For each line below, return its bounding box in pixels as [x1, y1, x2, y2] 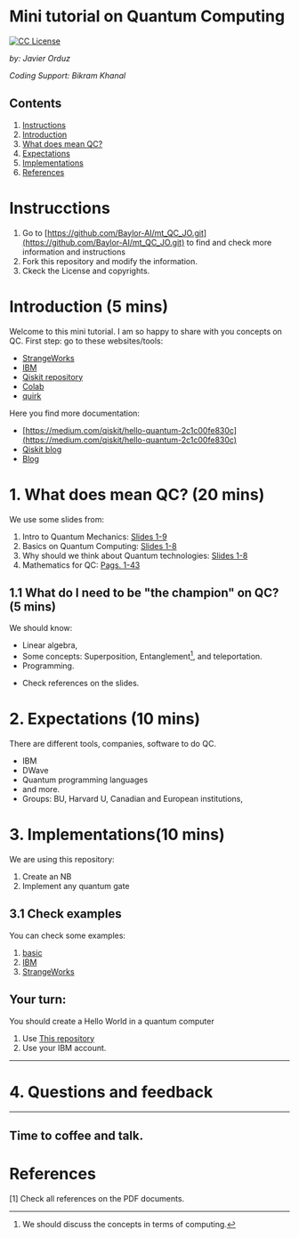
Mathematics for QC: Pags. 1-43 [21, 559, 141, 570]
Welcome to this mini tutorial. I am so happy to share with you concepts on [9, 326, 283, 336]
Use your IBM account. [21, 1042, 107, 1053]
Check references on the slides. [21, 678, 140, 689]
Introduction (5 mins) [9, 296, 169, 317]
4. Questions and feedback [9, 1081, 214, 1102]
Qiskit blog [21, 443, 62, 455]
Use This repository [21, 1032, 95, 1043]
